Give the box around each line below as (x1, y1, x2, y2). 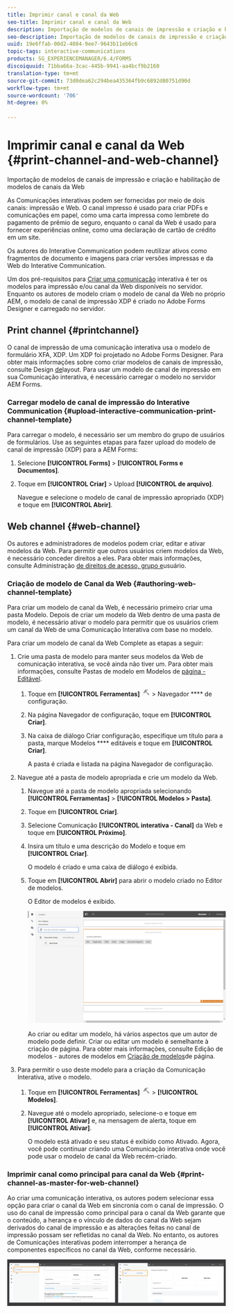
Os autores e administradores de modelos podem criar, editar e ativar (7, 539, 206, 548)
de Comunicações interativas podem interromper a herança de (7, 1239, 187, 1247)
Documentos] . (17, 466, 60, 475)
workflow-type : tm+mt (7, 84, 70, 92)
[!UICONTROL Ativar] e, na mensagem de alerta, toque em (27, 1116, 196, 1124)
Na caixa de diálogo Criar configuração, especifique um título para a (27, 731, 223, 740)
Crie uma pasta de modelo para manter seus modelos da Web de (17, 653, 203, 661)
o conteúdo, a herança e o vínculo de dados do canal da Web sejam (7, 1216, 202, 1225)
